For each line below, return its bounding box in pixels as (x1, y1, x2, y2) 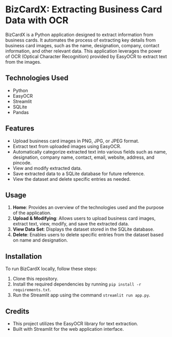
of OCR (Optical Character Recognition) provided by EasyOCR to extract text (5, 53, 167, 60)
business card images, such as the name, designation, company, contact (5, 42, 160, 48)
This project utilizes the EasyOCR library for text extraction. (12, 321, 139, 327)
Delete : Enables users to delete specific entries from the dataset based (12, 232, 164, 238)
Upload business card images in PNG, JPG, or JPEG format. (12, 138, 140, 144)
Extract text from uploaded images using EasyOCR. (12, 143, 122, 149)
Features (5, 124, 34, 133)
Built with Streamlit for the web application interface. (12, 326, 124, 332)
